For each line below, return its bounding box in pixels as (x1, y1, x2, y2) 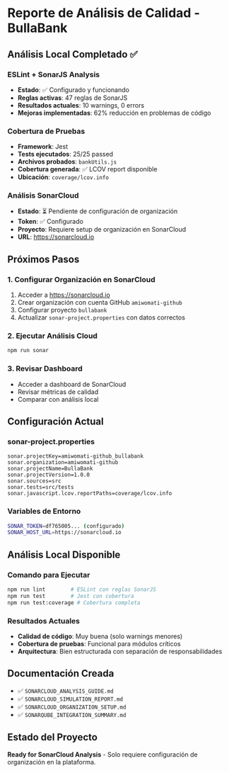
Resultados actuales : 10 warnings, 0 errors (17, 101, 145, 109)
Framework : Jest (17, 142, 69, 151)
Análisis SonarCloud (7, 191, 79, 201)
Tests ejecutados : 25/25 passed (17, 150, 114, 159)
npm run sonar (7, 347, 49, 354)
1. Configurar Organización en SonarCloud (7, 274, 155, 284)
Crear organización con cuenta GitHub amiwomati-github (17, 298, 182, 307)
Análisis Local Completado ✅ (7, 48, 138, 60)
